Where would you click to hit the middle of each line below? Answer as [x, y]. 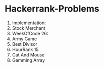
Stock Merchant [29, 28]
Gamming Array [28, 60]
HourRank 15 [25, 49]
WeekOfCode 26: [30, 33]
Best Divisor [24, 44]
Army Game [24, 39]
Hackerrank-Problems [52, 9]
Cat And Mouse [28, 55]
